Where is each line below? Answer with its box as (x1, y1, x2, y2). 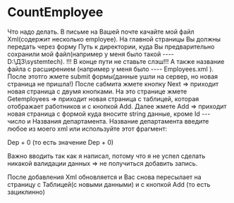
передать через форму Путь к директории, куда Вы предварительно (7, 42, 215, 51)
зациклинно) (7, 188, 46, 196)
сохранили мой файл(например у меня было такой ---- (7, 50, 174, 58)
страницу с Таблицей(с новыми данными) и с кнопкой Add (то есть (7, 180, 211, 188)
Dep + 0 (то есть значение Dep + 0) (7, 138, 114, 146)
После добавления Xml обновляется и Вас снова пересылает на (7, 173, 202, 181)
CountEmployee (7, 4, 104, 20)
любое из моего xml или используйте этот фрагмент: (7, 124, 168, 133)
